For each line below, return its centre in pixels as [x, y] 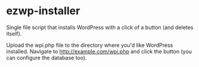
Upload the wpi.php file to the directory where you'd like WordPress [90, 45]
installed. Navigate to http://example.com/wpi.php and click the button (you [99, 51]
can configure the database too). [47, 58]
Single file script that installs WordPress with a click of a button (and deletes [100, 27]
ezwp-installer [43, 11]
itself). [14, 33]
